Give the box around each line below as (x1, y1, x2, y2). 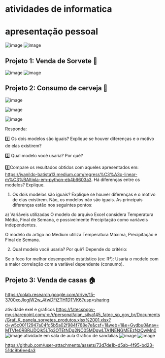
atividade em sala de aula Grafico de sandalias (24, 332, 118, 338)
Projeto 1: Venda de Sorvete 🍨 (5, 57, 98, 65)
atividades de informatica (5, 3, 112, 15)
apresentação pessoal (5, 26, 99, 37)
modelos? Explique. (5, 181, 45, 188)
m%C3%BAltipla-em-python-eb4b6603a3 (5, 177, 92, 182)
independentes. (5, 222, 37, 228)
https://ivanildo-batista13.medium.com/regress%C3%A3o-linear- (5, 171, 138, 177)
